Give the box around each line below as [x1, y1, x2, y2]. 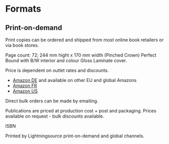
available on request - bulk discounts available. [5, 113, 105, 119]
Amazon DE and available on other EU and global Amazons [12, 77, 137, 83]
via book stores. [5, 42, 39, 48]
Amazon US [12, 88, 38, 94]
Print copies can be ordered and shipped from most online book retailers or [5, 37, 164, 43]
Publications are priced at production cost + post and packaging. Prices [5, 108, 157, 113]
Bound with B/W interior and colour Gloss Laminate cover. [5, 57, 127, 64]
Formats [5, 3, 41, 15]
